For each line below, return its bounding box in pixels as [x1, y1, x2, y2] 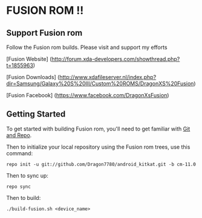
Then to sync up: [6, 172, 48, 179]
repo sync [6, 184, 31, 190]
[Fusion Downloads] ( [6, 74, 60, 80]
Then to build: [6, 194, 41, 201]
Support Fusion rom [6, 28, 83, 38]
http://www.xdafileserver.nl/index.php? [59, 74, 157, 80]
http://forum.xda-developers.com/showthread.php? [51, 56, 180, 62]
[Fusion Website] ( [6, 56, 52, 62]
